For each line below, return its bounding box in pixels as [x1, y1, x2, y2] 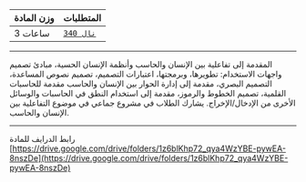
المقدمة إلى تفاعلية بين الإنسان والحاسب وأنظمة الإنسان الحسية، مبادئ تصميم [9, 59, 273, 69]
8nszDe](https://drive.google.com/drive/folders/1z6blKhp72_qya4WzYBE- [9, 153, 289, 163]
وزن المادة [14, 12, 55, 24]
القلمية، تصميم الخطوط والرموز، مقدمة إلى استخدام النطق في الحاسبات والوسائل [9, 88, 287, 98]
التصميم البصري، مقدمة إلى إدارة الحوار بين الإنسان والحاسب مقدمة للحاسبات [9, 78, 273, 89]
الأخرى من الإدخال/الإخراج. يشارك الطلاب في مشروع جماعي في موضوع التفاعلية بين [9, 97, 296, 108]
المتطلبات [63, 12, 102, 24]
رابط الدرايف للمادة [9, 134, 76, 144]
